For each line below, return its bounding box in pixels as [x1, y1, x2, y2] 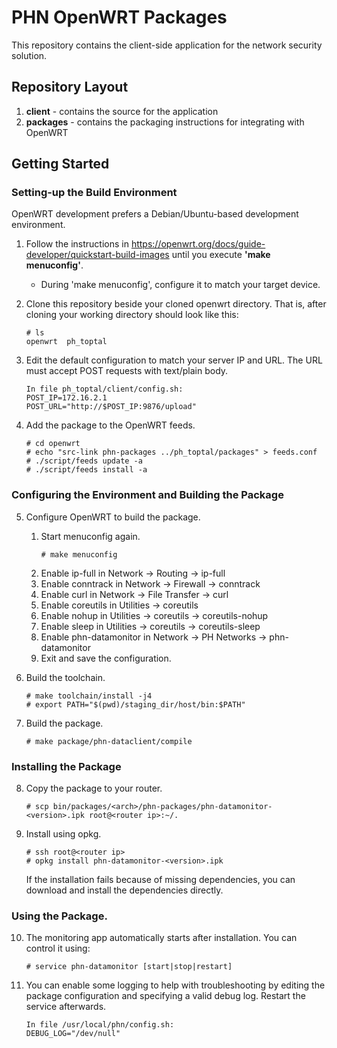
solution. [11, 49, 48, 61]
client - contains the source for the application [25, 105, 219, 117]
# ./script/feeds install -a [25, 465, 148, 475]
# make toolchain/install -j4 [25, 691, 153, 701]
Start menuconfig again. [40, 530, 141, 542]
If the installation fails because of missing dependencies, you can [25, 874, 296, 886]
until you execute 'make [171, 249, 271, 261]
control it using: [25, 942, 91, 955]
